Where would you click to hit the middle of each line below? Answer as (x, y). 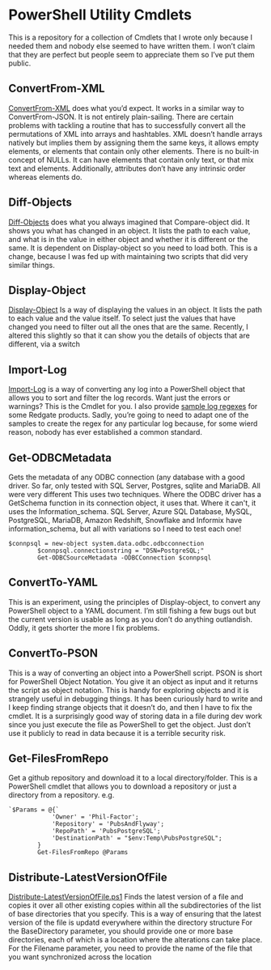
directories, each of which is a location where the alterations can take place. (135, 940)
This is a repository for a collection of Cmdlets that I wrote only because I (131, 37)
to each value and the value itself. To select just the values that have (122, 318)
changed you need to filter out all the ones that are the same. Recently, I (128, 327)
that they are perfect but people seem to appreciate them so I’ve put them (131, 54)
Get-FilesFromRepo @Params (83, 853)
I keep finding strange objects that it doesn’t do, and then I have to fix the (130, 707)
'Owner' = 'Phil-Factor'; (95, 817)
